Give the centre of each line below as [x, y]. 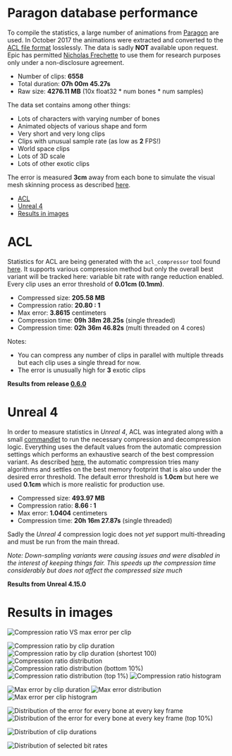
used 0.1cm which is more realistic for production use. [86, 484]
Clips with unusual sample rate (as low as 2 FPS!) [89, 141]
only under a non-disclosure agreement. [66, 62]
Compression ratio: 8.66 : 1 [57, 505]
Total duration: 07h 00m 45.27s [64, 83]
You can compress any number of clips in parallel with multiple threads [121, 355]
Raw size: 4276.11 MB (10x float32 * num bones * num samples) [110, 91]
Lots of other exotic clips [54, 163]
